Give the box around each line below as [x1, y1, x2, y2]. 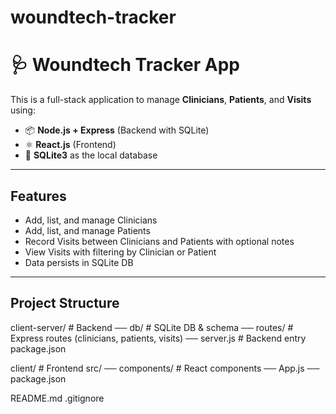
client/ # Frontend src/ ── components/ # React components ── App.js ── [10, 362, 320, 374]
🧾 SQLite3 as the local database [24, 149, 158, 161]
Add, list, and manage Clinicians [24, 214, 158, 226]
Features [10, 187, 67, 205]
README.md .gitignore [10, 392, 105, 404]
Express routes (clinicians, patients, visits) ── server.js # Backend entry [10, 332, 307, 344]
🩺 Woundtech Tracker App [10, 54, 240, 76]
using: [10, 104, 36, 116]
